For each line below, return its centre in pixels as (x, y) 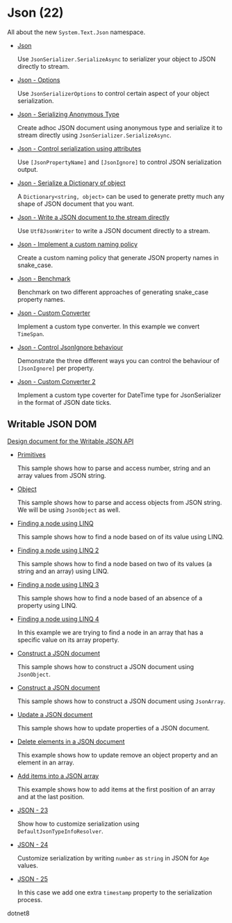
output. (27, 169)
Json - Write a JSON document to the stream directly (93, 217)
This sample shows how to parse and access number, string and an (114, 468)
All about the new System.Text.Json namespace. (76, 32)
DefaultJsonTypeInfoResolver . (60, 831)
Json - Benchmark (44, 278)
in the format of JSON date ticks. (64, 402)
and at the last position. (51, 796)
